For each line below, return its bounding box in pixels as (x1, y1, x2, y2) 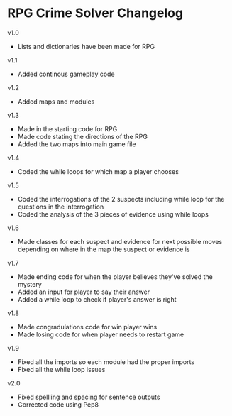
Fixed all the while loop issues (17, 365, 106, 373)
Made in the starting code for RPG (17, 124, 118, 133)
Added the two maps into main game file (17, 140, 136, 148)
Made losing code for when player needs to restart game (17, 330, 184, 339)
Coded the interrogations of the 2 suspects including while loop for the (17, 195, 225, 203)
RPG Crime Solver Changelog (7, 5, 183, 21)
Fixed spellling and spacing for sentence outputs (17, 393, 160, 401)
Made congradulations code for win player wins (17, 322, 158, 331)
